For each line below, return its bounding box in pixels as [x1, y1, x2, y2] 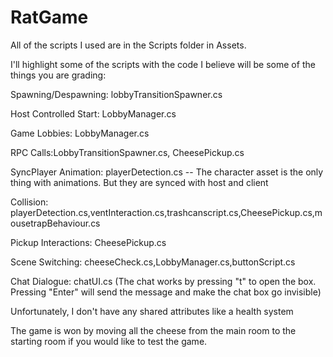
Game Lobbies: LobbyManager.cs [10, 127, 150, 139]
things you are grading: [10, 69, 107, 81]
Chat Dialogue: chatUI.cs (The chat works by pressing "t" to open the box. [10, 275, 317, 287]
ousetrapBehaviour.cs [10, 217, 101, 229]
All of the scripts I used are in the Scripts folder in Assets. [10, 39, 247, 51]
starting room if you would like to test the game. [10, 335, 208, 347]
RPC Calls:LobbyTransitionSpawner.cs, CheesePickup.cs [10, 146, 245, 158]
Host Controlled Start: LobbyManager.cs [10, 107, 177, 120]
